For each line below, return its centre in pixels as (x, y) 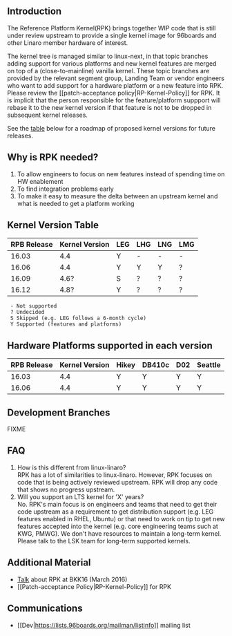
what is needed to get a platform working (76, 203)
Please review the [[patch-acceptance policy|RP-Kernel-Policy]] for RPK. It (114, 93)
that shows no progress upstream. (66, 489)
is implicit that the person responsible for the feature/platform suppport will (114, 100)
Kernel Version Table (53, 225)
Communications (45, 609)
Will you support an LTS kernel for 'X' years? (80, 496)
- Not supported (33, 306)
